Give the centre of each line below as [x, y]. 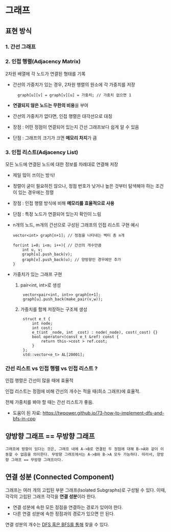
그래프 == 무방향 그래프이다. [37, 460]
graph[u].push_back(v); [47, 255]
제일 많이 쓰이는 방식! [34, 175]
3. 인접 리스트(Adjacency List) [42, 152]
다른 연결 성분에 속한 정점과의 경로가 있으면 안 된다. [64, 514]
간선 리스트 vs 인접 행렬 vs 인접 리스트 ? [52, 369]
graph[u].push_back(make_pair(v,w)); [63, 299]
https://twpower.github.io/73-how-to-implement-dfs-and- [103, 413]
